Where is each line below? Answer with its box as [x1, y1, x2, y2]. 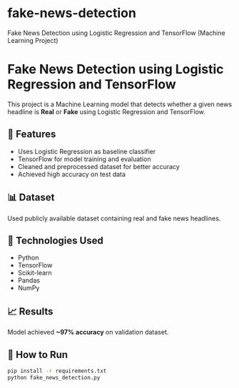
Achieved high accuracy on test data [17, 170, 126, 178]
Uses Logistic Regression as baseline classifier [17, 147, 156, 155]
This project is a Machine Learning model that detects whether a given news [7, 100, 233, 108]
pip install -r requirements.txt [7, 367, 107, 374]
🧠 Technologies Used [7, 234, 103, 247]
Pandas [17, 276, 41, 285]
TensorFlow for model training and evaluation [17, 155, 151, 163]
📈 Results [7, 305, 54, 317]
